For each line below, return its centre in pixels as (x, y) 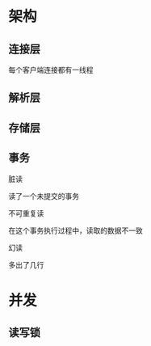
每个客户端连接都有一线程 (51, 70)
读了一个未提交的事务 (44, 196)
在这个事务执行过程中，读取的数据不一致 (75, 230)
